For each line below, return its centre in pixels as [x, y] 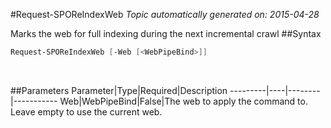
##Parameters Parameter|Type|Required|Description [119, 90]
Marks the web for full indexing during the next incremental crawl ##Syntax [166, 33]
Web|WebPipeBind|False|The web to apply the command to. [183, 101]
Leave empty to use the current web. [86, 111]
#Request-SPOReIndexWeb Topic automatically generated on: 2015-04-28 [165, 14]
